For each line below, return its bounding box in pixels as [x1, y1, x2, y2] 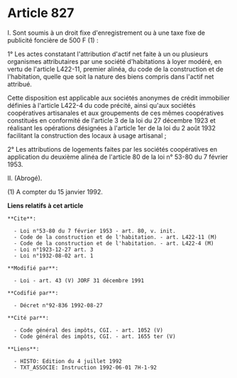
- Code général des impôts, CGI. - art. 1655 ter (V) [13, 333, 176, 340]
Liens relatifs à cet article [7, 201, 84, 210]
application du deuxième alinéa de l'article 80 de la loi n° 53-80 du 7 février [7, 152, 228, 161]
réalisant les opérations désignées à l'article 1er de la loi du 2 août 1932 [7, 123, 216, 132]
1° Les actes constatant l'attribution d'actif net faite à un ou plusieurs [7, 50, 209, 58]
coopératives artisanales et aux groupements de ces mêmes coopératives [7, 109, 224, 117]
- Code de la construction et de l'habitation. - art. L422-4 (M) [13, 240, 214, 247]
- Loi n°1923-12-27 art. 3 [13, 246, 94, 253]
